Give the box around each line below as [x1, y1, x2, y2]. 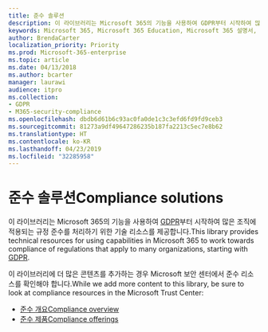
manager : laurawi [8, 78, 66, 86]
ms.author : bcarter [8, 71, 73, 79]
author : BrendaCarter [8, 33, 81, 42]
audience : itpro [8, 85, 62, 94]
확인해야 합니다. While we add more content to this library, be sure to [22, 279, 245, 289]
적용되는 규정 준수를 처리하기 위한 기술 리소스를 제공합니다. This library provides [8, 227, 259, 236]
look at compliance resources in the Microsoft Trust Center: [8, 288, 204, 298]
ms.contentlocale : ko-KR [8, 137, 91, 146]
